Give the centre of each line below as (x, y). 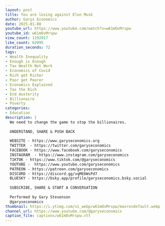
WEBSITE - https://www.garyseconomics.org (55, 141)
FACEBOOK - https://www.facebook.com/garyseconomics (66, 150)
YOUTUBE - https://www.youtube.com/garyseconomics (65, 164)
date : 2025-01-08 (23, 24)
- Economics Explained (29, 85)
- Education (18, 113)
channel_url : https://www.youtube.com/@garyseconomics (64, 211)
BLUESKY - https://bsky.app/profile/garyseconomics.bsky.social (78, 178)
